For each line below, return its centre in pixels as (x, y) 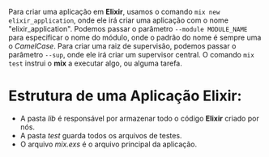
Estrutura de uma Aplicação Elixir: (125, 96)
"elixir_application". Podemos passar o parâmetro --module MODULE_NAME (128, 29)
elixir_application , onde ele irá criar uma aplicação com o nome (119, 20)
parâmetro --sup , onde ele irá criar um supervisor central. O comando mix (132, 55)
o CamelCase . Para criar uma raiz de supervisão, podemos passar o (122, 46)
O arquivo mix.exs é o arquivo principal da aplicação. (108, 144)
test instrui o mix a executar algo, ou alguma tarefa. (95, 63)
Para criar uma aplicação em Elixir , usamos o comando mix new (114, 12)
